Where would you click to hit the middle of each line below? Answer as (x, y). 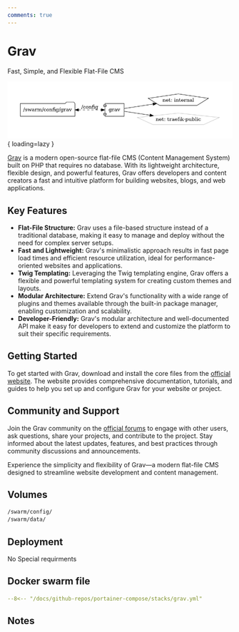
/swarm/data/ (27, 520)
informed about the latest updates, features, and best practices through (113, 443)
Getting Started (42, 356)
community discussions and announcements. (74, 451)
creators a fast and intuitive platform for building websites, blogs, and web (117, 180)
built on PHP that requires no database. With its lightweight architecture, (113, 165)
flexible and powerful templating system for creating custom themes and (124, 280)
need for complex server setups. (66, 243)
